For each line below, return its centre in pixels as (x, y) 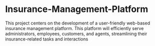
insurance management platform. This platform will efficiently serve (75, 28)
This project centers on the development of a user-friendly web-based (78, 23)
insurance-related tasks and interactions (47, 39)
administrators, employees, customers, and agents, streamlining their (76, 33)
